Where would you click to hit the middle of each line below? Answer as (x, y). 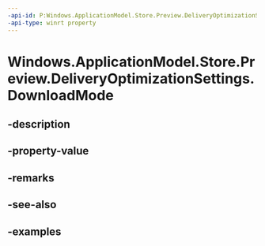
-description (39, 124)
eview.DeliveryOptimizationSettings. (131, 78)
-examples (34, 231)
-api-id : (22, 15)
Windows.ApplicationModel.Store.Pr (131, 62)
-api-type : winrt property (52, 23)
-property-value (48, 151)
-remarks (31, 178)
